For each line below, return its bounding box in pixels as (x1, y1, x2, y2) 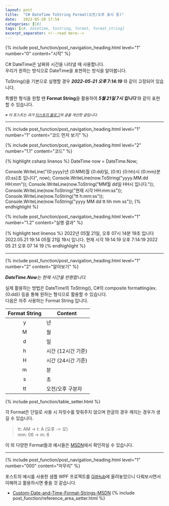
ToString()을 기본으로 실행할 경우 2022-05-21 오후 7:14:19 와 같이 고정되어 (5, 79, 155, 84)
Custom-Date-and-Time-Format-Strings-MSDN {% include (12, 490, 135, 496)
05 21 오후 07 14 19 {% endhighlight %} (5, 243, 86, 249)
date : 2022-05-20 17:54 (5, 17, 59, 22)
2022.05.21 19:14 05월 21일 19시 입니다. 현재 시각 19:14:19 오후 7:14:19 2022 (5, 237, 158, 242)
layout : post (5, 7, 33, 13)
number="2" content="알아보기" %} (5, 264, 79, 269)
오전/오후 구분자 (46, 386, 82, 392)
